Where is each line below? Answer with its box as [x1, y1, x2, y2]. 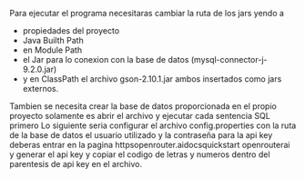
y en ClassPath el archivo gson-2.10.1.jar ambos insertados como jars [22, 74, 282, 84]
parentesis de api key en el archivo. [9, 159, 143, 169]
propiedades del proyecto [22, 25, 120, 35]
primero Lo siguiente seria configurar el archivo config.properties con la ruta [9, 120, 297, 131]
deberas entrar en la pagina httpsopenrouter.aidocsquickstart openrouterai [9, 140, 290, 150]
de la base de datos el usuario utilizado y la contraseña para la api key [9, 130, 273, 140]
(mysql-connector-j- [190, 54, 268, 64]
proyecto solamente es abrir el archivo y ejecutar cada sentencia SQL [9, 111, 270, 121]
